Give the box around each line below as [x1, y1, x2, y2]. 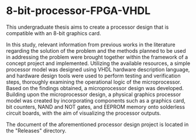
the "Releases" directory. [6, 127, 67, 134]
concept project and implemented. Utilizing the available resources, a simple [6, 60, 191, 67]
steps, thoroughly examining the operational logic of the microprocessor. [6, 78, 181, 86]
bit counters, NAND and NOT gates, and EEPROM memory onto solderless [6, 103, 185, 110]
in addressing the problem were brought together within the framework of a [6, 53, 188, 60]
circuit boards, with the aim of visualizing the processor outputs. [6, 110, 161, 117]
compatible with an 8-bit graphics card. [6, 29, 101, 36]
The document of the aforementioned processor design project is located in [6, 121, 189, 128]
